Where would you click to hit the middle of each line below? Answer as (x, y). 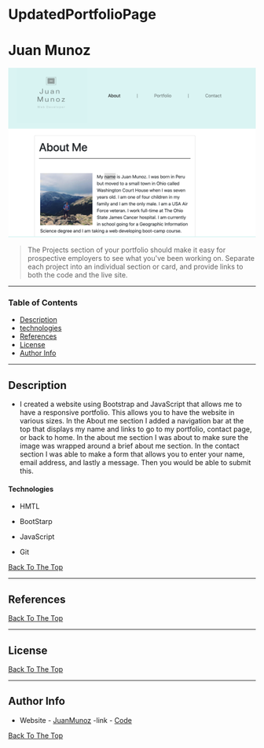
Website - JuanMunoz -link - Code (75, 720)
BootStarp (36, 522)
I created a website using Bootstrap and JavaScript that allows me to (130, 404)
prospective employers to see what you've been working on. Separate (141, 258)
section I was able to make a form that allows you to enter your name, (132, 454)
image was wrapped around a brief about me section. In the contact (129, 446)
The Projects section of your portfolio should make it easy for (126, 250)
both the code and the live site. (77, 275)
